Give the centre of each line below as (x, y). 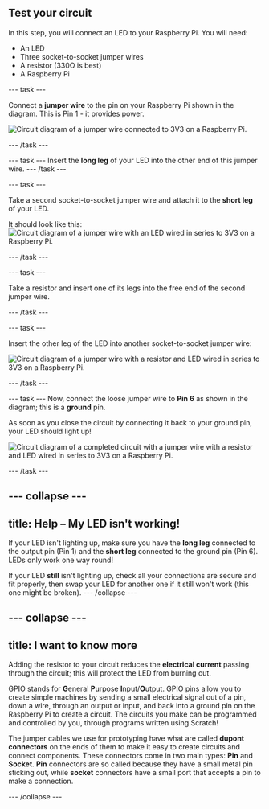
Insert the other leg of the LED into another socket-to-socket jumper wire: (130, 343)
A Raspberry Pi (45, 74)
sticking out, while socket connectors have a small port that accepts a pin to (134, 773)
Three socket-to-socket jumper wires (82, 56)
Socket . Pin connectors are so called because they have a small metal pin (130, 764)
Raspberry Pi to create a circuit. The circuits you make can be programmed (132, 714)
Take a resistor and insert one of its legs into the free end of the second (127, 288)
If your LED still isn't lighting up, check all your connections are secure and (132, 576)
